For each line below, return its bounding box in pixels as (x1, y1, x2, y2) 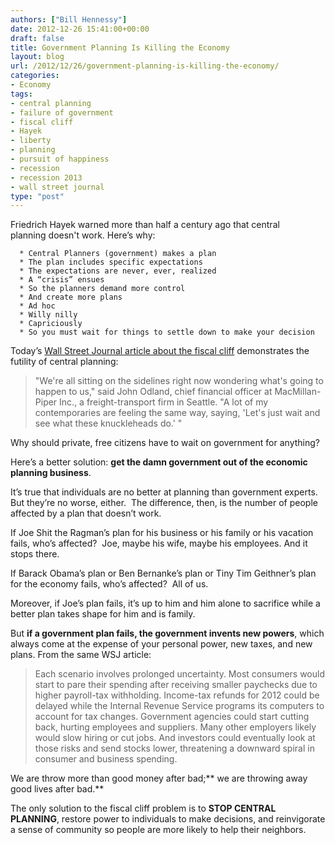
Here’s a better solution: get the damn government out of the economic (10, 456, 308, 468)
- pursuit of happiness (10, 154, 110, 164)
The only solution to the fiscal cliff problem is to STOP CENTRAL (10, 802, 277, 815)
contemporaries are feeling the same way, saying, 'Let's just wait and (34, 407, 321, 419)
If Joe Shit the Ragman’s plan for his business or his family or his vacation (10, 527, 314, 539)
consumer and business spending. (34, 753, 178, 765)
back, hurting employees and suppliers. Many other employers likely (34, 721, 317, 733)
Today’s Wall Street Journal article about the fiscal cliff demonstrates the (10, 345, 310, 357)
